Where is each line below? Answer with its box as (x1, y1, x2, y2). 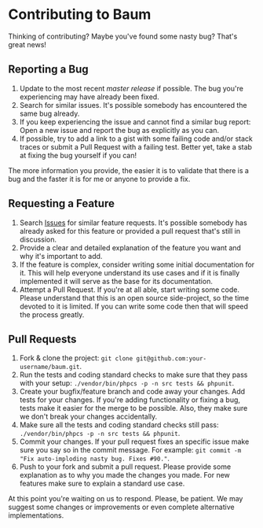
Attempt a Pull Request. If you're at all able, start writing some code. (19, 285, 240, 294)
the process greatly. (19, 309, 85, 319)
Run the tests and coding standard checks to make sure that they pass (19, 370, 248, 379)
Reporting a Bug (8, 63, 89, 76)
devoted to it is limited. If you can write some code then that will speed (19, 301, 249, 311)
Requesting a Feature (8, 197, 115, 210)
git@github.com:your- (136, 355, 206, 363)
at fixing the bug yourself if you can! (19, 150, 137, 160)
